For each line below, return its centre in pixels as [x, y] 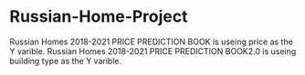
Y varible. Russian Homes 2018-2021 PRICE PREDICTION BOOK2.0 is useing [153, 51]
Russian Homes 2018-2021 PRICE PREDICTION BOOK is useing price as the [152, 42]
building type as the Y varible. [65, 61]
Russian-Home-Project [99, 17]
